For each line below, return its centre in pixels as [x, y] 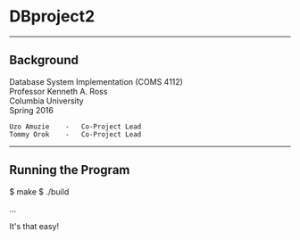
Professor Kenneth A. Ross [58, 91]
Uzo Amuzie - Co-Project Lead [75, 127]
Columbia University [46, 101]
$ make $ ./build [39, 191]
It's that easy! [34, 226]
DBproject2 [52, 17]
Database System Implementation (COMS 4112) [96, 81]
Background [44, 60]
